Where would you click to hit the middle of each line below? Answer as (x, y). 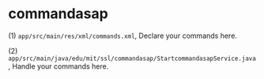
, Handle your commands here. (58, 66)
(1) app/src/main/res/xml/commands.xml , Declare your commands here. (123, 36)
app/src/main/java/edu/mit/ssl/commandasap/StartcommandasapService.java (132, 58)
